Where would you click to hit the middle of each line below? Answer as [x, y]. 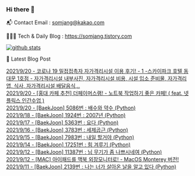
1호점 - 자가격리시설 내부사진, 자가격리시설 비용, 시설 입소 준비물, [92, 78]
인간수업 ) [33, 101]
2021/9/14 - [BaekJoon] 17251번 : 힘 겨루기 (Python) [69, 145]
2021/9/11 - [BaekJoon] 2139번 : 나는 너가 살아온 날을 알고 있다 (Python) [91, 167]
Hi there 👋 [21, 9]
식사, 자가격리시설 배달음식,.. [47, 86]
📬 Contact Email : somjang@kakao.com [55, 22]
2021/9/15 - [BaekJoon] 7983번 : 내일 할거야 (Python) [70, 137]
